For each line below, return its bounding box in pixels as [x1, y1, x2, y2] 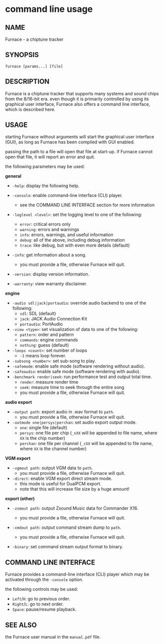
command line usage [5, 3, 93, 15]
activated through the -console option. [5, 577, 83, 582]
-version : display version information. [12, 271, 90, 277]
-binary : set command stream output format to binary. [12, 544, 123, 550]
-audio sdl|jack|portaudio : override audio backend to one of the [12, 300, 146, 306]
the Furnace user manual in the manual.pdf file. [5, 634, 101, 640]
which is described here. [5, 106, 55, 112]
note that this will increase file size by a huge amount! [19, 486, 130, 492]
